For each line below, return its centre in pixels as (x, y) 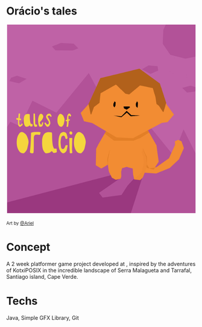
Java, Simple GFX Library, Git (43, 317)
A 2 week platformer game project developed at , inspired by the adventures (101, 264)
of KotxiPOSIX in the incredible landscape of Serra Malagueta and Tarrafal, (99, 270)
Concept (28, 247)
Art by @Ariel (20, 223)
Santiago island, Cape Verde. (42, 276)
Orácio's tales (42, 11)
